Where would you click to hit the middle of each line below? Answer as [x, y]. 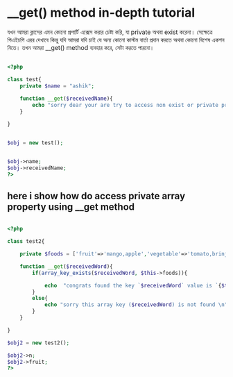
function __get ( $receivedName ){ [66, 99]
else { [40, 299]
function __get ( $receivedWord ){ [66, 266]
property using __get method [71, 207]
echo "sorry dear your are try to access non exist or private [125, 106]
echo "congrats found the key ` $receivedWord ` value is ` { [133, 285]
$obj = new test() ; [35, 143]
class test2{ [26, 242]
